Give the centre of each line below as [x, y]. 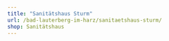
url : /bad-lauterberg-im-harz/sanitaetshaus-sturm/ [84, 20]
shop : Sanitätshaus [36, 26]
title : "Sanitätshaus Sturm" [50, 14]
